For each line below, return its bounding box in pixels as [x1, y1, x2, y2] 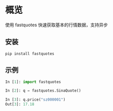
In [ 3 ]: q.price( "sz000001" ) [5, 97, 66, 102]
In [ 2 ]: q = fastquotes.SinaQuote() [5, 88, 81, 93]
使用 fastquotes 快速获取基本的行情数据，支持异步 [5, 22, 108, 28]
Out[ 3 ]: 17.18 [5, 102, 35, 107]
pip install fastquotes [5, 51, 55, 56]
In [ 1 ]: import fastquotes [5, 79, 61, 84]
